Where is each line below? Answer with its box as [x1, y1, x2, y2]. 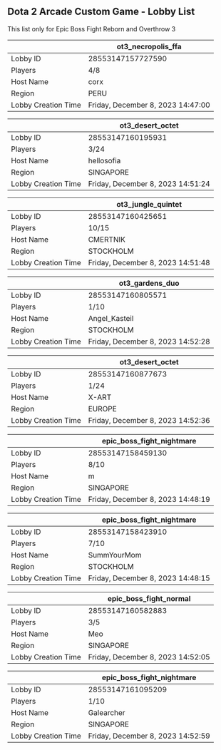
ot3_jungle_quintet [116, 199, 183, 209]
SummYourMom [88, 550, 142, 560]
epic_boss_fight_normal [107, 593, 191, 603]
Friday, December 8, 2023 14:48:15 [88, 573, 210, 583]
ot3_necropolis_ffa [116, 41, 182, 51]
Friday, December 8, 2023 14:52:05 [88, 652, 210, 662]
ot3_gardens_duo [118, 278, 180, 288]
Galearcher [88, 707, 126, 717]
